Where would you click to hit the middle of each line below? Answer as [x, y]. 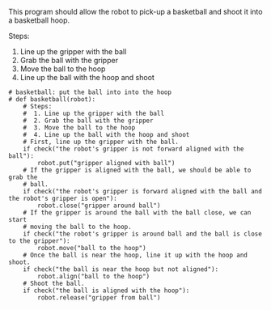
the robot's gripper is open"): [63, 198]
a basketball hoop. [39, 20]
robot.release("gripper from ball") [99, 298]
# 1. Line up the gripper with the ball [93, 113]
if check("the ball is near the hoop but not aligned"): [121, 270]
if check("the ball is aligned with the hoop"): [106, 291]
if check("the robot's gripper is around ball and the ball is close [143, 234]
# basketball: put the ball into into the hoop [90, 92]
